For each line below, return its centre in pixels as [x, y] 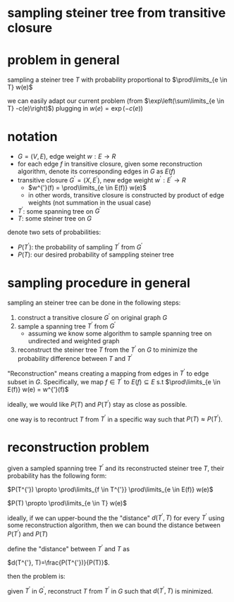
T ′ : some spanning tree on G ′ [59, 211]
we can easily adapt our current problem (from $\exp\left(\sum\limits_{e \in [116, 101]
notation [32, 137]
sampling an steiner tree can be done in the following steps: [94, 302]
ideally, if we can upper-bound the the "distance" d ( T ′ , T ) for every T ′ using [116, 517]
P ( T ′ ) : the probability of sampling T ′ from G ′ [80, 247]
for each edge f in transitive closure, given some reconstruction [110, 164]
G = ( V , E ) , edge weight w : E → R [67, 156]
